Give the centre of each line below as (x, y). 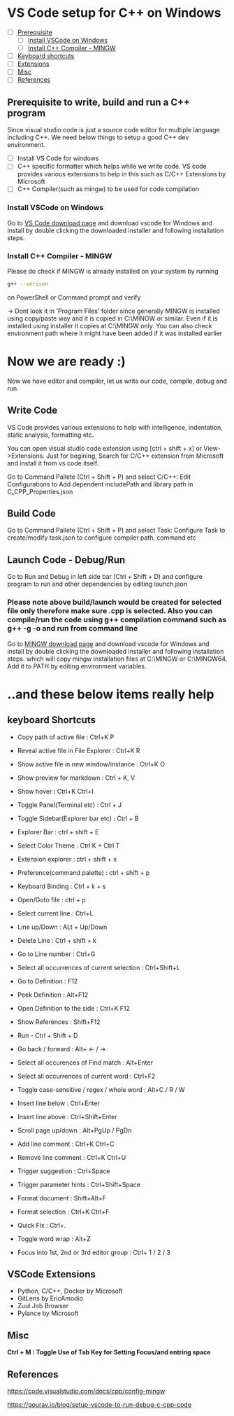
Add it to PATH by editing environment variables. (77, 666)
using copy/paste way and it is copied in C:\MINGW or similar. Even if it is (112, 318)
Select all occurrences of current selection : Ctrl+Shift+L (98, 967)
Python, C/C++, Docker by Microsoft (70, 1291)
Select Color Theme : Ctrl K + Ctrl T (68, 846)
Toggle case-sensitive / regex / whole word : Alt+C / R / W (101, 1089)
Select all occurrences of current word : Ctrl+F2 (86, 1076)
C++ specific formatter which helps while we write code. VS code (112, 167)
